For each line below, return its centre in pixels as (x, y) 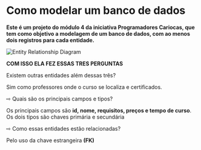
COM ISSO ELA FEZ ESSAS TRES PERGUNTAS (64, 64)
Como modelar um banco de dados (96, 11)
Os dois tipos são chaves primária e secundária (65, 117)
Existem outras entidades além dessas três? (61, 75)
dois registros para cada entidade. (51, 40)
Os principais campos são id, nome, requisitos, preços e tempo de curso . (99, 110)
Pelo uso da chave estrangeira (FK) (51, 140)
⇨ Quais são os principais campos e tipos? (60, 99)
